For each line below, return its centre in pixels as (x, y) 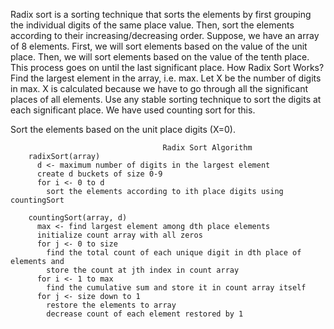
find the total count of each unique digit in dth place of (174, 253)
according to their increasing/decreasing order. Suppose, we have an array (165, 35)
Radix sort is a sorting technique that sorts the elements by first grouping (161, 14)
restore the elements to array (111, 305)
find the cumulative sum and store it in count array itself (176, 288)
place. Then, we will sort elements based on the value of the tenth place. (160, 57)
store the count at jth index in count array (143, 270)
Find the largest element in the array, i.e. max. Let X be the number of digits (166, 78)
